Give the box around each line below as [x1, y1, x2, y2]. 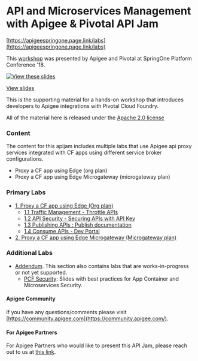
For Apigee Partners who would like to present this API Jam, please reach [6, 342, 187, 349]
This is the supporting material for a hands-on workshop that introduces [6, 96, 184, 103]
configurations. [6, 155, 44, 163]
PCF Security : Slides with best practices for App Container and [23, 275, 179, 282]
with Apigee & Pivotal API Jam [6, 17, 159, 31]
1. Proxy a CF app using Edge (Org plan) [14, 202, 114, 209]
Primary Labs [6, 188, 46, 197]
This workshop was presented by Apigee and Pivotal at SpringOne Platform [6, 55, 193, 62]
